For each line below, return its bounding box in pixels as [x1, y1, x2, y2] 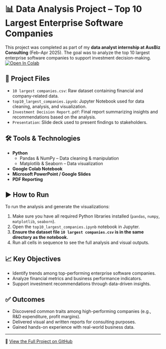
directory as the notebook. [12, 234, 68, 240]
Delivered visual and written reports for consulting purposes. [12, 319, 136, 325]
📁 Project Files [5, 74, 50, 83]
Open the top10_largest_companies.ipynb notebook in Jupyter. [12, 224, 140, 230]
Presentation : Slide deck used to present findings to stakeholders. [12, 119, 148, 125]
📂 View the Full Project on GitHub [5, 339, 73, 344]
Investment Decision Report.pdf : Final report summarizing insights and [12, 109, 158, 115]
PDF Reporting [12, 176, 43, 182]
